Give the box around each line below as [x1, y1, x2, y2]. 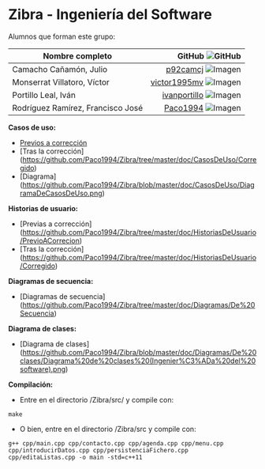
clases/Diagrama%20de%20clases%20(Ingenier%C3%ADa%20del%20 [19, 356, 256, 365]
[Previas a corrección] [19, 219, 92, 229]
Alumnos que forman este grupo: [8, 32, 116, 41]
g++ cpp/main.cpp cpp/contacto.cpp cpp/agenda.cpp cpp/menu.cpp [8, 439, 224, 448]
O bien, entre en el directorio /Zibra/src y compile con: [19, 424, 196, 433]
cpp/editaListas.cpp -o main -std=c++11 [8, 453, 144, 461]
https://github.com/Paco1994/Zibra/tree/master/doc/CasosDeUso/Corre [22, 154, 257, 164]
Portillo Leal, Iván [12, 89, 77, 100]
